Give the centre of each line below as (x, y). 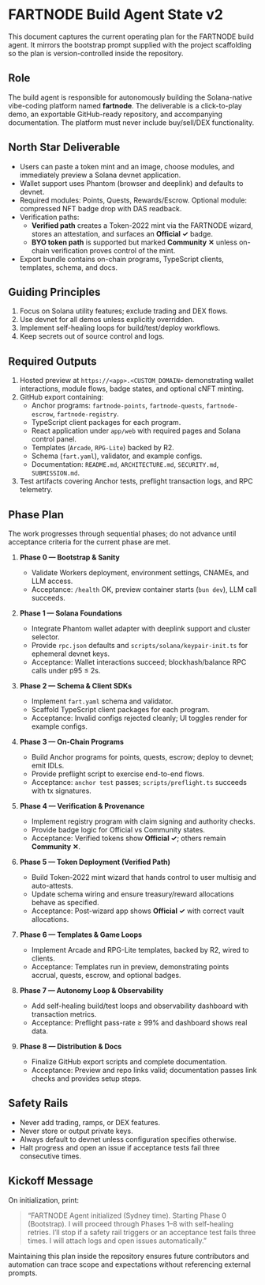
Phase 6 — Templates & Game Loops (81, 934)
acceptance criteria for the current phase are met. (90, 542)
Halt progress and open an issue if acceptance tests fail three (119, 1147)
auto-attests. (52, 885)
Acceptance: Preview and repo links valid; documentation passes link (144, 1070)
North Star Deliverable (64, 148)
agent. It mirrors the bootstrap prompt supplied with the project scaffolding (130, 44)
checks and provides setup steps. (86, 1078)
